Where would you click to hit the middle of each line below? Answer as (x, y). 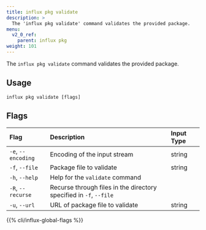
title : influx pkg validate (42, 12)
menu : (13, 29)
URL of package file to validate (94, 205)
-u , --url (22, 205)
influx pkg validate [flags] (44, 97)
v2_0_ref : (24, 35)
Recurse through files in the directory (104, 187)
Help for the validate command (96, 177)
